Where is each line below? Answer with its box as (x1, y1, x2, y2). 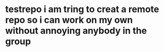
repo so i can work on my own (5, 14, 133, 26)
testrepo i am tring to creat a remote (5, 4, 159, 15)
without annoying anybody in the (5, 25, 147, 36)
